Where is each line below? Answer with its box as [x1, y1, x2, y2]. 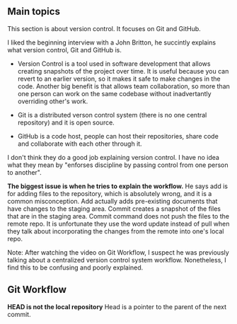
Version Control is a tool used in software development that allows [17, 59, 211, 68]
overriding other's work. [17, 97, 88, 105]
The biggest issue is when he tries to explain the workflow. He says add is [7, 182, 229, 190]
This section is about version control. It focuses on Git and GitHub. [7, 24, 202, 33]
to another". [7, 168, 42, 176]
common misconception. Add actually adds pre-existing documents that [7, 197, 218, 205]
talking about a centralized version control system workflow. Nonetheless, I [7, 255, 226, 264]
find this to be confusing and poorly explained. [7, 263, 144, 272]
